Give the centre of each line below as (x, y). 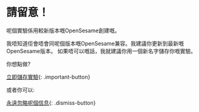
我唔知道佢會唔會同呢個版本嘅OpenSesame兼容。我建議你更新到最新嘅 (95, 43)
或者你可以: (21, 89)
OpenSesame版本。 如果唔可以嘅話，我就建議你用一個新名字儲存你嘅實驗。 (101, 51)
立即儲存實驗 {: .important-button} (48, 77)
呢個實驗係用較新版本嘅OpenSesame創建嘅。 (63, 30)
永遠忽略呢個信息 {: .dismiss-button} (51, 103)
